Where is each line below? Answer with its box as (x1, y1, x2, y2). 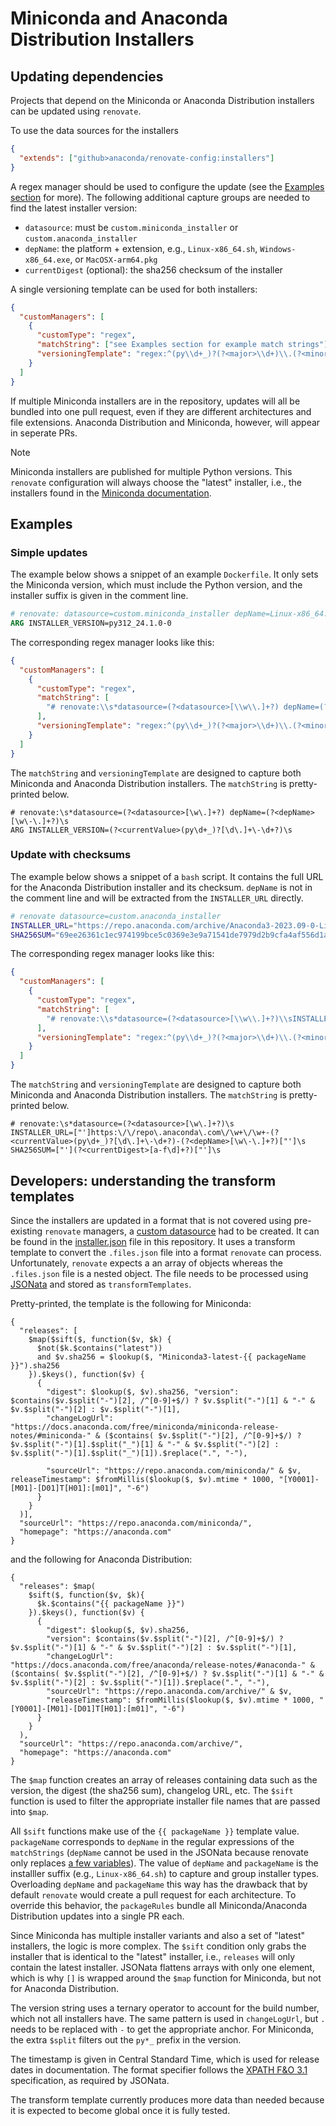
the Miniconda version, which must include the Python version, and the (10, 579, 303, 591)
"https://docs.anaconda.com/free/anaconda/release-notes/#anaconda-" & (10, 1660, 315, 1670)
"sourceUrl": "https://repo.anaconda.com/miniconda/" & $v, (46, 1465, 302, 1476)
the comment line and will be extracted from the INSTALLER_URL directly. (10, 892, 304, 904)
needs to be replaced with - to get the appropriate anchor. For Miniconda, (10, 2023, 314, 2035)
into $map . (10, 1805, 50, 1817)
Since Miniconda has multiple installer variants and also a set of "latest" (10, 1929, 306, 1941)
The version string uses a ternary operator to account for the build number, (10, 2002, 320, 2014)
